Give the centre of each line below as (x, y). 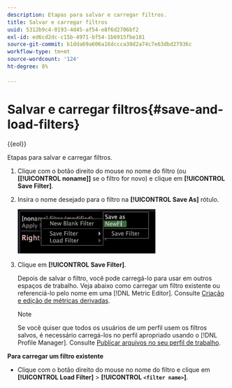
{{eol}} (17, 144)
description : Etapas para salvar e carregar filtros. (87, 15)
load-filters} (44, 124)
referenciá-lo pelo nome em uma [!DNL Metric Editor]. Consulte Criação (121, 293)
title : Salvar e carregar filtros (58, 22)
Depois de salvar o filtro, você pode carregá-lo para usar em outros (115, 278)
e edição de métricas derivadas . (64, 300)
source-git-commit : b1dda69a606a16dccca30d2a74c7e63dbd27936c (100, 44)
